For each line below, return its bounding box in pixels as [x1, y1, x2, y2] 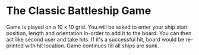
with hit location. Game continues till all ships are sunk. [24, 42, 159, 49]
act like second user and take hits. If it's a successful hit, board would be [6, 36, 185, 43]
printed [6, 42, 24, 49]
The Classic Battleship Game [6, 4, 151, 18]
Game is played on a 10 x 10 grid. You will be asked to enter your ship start [6, 23, 188, 30]
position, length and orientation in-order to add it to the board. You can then [6, 29, 192, 36]
